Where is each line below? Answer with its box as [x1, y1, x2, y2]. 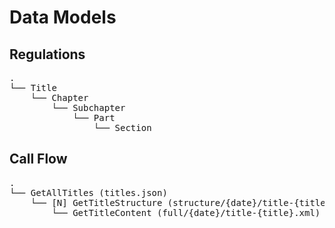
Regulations [9, 46, 86, 63]
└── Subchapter [51, 102, 126, 113]
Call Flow [9, 151, 68, 168]
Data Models [9, 6, 117, 29]
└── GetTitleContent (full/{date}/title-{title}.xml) [51, 207, 321, 218]
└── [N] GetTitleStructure [30, 197, 163, 208]
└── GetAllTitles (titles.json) [9, 187, 168, 198]
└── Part [72, 112, 116, 123]
